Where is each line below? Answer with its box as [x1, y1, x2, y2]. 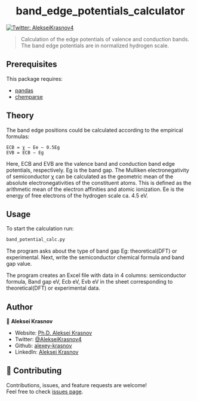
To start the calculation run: [6, 225, 74, 232]
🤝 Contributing [6, 366, 62, 376]
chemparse [14, 93, 43, 100]
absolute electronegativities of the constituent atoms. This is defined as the [6, 179, 192, 186]
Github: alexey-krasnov [14, 342, 72, 350]
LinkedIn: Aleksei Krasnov [14, 348, 79, 356]
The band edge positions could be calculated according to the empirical [6, 126, 183, 133]
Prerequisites [6, 59, 57, 69]
